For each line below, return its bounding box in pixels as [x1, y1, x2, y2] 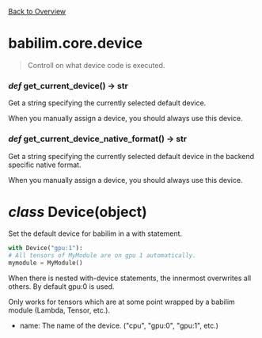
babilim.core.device [8, 35, 143, 52]
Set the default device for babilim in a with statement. [8, 229, 183, 238]
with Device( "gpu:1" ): [8, 245, 83, 253]
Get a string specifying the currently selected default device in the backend [8, 151, 255, 161]
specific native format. [8, 160, 82, 169]
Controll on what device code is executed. [27, 60, 165, 70]
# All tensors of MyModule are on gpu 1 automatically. [8, 252, 196, 260]
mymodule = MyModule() [8, 259, 83, 268]
